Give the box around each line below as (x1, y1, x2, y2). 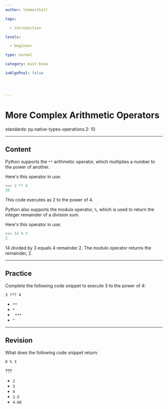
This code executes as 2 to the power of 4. (5, 197, 93, 203)
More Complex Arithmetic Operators (5, 109, 160, 120)
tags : (5, 16, 16, 21)
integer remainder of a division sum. (5, 212, 80, 218)
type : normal (5, 52, 32, 57)
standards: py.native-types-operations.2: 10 (5, 126, 96, 132)
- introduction (9, 25, 41, 30)
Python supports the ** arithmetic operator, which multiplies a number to (5, 158, 155, 164)
